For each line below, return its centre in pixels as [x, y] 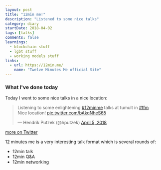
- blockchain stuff [30, 47]
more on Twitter [21, 132]
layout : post [19, 10]
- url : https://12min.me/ [37, 65]
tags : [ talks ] [20, 33]
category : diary [22, 24]
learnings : [16, 42]
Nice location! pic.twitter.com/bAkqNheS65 [62, 113]
